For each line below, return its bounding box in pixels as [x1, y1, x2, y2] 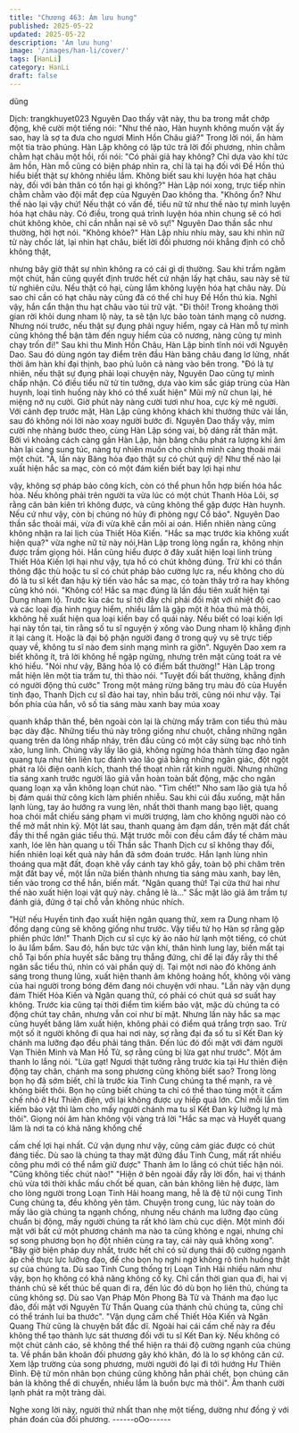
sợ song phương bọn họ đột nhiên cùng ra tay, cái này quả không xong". [9, 1235, 275, 1245]
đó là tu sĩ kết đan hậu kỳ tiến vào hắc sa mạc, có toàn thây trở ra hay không [9, 575, 290, 586]
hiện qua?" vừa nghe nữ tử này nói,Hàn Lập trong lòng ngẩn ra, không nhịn [9, 537, 284, 548]
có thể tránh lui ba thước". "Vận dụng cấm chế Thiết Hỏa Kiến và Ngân [9, 1311, 269, 1321]
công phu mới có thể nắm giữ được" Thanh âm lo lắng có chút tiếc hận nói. [9, 1159, 284, 1169]
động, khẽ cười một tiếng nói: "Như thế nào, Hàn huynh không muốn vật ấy [9, 122, 285, 133]
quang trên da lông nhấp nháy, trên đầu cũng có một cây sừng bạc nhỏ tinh [9, 735, 287, 746]
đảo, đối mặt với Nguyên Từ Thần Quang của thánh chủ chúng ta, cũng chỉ [9, 1302, 284, 1312]
